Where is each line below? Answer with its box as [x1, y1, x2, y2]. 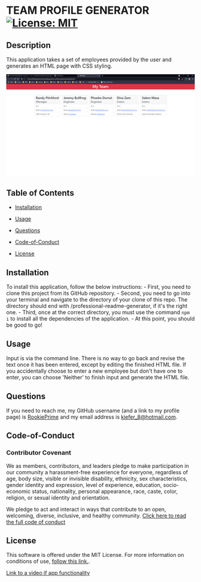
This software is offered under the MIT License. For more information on [6, 551, 184, 559]
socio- [163, 481, 179, 488]
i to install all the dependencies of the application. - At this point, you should [6, 315, 195, 322]
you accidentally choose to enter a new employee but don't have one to [6, 367, 183, 374]
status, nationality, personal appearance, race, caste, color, [32, 487, 178, 495]
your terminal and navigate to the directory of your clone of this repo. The [6, 296, 188, 303]
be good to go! [6, 321, 43, 329]
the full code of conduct [6, 518, 66, 525]
